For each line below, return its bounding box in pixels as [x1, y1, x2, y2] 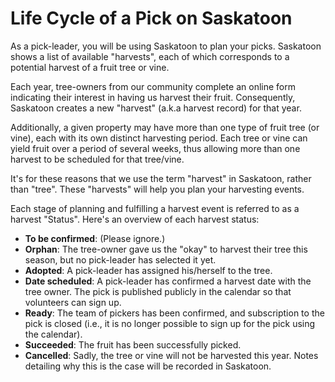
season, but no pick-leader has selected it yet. [24, 253, 217, 266]
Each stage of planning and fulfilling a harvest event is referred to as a [10, 202, 300, 214]
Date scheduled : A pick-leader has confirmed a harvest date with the [24, 275, 312, 287]
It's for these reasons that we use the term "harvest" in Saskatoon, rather [10, 172, 312, 184]
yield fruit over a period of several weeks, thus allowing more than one [10, 142, 301, 154]
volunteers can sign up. [24, 296, 122, 308]
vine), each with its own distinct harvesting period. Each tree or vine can [10, 132, 308, 144]
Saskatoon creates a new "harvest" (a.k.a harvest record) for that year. [10, 102, 302, 114]
